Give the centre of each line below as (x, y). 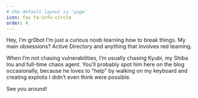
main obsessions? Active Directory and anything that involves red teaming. (99, 46)
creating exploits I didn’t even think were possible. (69, 77)
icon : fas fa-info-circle (39, 17)
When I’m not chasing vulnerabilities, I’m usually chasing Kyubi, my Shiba (97, 58)
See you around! (27, 89)
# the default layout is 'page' (47, 12)
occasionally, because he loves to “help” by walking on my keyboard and (97, 71)
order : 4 (17, 23)
